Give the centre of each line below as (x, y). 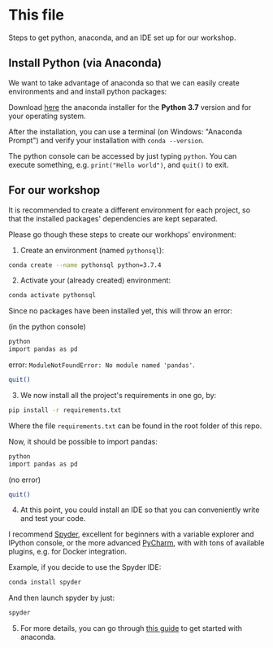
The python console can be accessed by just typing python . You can (123, 155)
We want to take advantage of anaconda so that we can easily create (124, 82)
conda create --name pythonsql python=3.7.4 (85, 265)
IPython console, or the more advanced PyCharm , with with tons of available (136, 543)
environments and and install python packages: (88, 91)
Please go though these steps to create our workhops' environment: (123, 234)
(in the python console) (48, 326)
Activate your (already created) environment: (95, 280)
